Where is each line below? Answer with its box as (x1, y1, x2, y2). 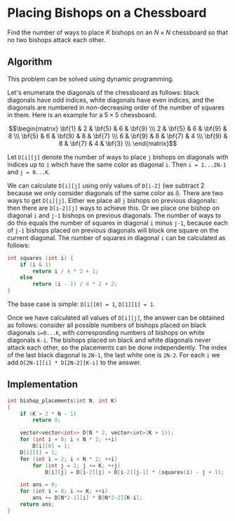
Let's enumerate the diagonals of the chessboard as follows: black (7, 88, 200, 96)
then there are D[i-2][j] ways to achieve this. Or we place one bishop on (7, 204, 220, 212)
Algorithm (7, 56, 53, 68)
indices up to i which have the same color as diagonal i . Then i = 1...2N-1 (7, 160, 227, 169)
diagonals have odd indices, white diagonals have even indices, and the (7, 95, 215, 104)
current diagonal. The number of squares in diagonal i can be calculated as (7, 233, 226, 242)
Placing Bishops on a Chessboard (7, 5, 207, 21)
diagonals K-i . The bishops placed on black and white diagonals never (7, 336, 212, 344)
